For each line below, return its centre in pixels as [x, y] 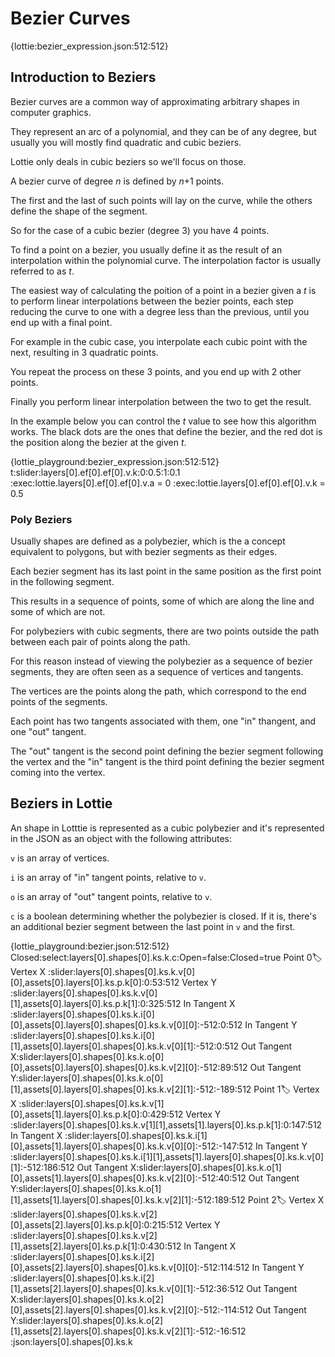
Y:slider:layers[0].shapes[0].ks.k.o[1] [86, 1188]
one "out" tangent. [48, 732]
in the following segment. [62, 582]
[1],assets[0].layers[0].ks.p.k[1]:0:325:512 [96, 1003]
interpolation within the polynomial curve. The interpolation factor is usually [166, 260]
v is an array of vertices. [60, 858]
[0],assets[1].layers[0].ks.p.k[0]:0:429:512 [97, 1114]
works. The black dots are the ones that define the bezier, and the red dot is [166, 431]
